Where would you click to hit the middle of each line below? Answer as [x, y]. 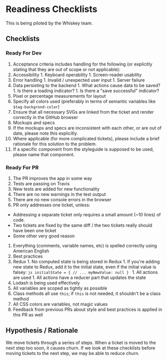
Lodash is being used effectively [46, 283]
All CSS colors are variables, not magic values [60, 304]
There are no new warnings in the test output [59, 194]
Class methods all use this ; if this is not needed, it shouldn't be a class [87, 293]
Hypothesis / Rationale [42, 331]
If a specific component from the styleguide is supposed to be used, [83, 149]
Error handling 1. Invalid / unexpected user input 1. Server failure [79, 80]
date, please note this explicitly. [45, 133]
